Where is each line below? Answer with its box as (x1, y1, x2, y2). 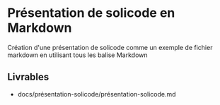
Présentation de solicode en (7, 5, 175, 21)
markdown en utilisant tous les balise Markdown (7, 51, 148, 59)
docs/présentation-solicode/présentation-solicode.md (17, 89, 176, 98)
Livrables (7, 71, 50, 83)
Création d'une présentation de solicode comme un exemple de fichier (7, 43, 213, 51)
